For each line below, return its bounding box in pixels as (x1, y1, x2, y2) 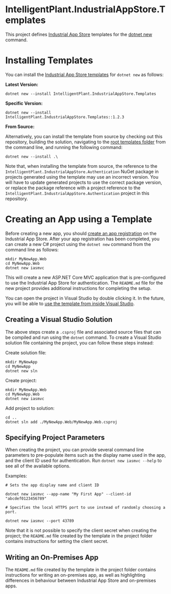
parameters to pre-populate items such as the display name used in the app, (5, 452, 166, 458)
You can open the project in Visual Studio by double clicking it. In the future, (5, 295, 165, 301)
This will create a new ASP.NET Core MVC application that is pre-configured (5, 274, 166, 280)
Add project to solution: (5, 405, 55, 411)
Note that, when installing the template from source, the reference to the (5, 163, 158, 169)
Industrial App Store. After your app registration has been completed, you (5, 236, 160, 242)
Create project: (5, 377, 37, 383)
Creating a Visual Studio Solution (5, 315, 113, 324)
